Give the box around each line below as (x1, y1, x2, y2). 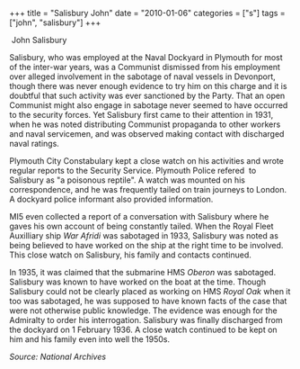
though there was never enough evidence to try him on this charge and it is (9, 81, 287, 91)
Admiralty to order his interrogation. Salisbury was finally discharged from (9, 315, 283, 325)
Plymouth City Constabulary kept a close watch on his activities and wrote (9, 156, 285, 166)
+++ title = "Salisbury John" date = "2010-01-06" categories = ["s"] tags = (9, 8, 286, 18)
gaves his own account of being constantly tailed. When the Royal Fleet (9, 220, 274, 231)
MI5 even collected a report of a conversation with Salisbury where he (9, 211, 269, 221)
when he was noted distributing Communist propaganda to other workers (9, 119, 281, 130)
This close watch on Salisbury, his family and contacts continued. (9, 249, 251, 260)
